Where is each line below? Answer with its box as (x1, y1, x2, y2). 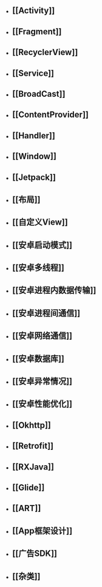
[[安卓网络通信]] (12, 331, 73, 341)
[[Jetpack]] (12, 172, 56, 182)
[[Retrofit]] (12, 441, 54, 451)
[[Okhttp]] (12, 420, 52, 430)
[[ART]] (12, 503, 41, 514)
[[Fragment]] (12, 26, 62, 37)
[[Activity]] (12, 6, 55, 16)
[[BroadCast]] (12, 89, 66, 99)
